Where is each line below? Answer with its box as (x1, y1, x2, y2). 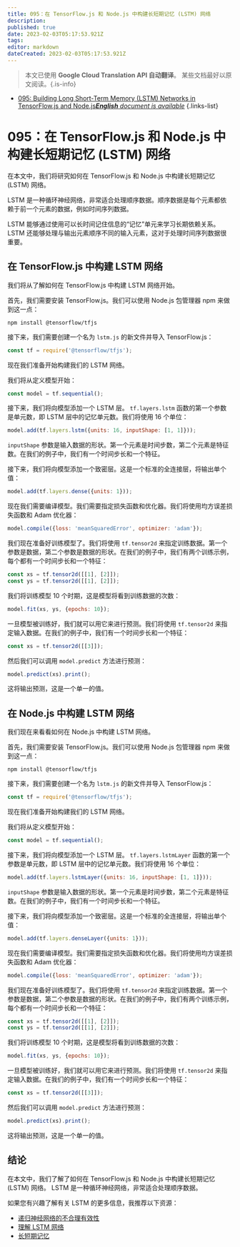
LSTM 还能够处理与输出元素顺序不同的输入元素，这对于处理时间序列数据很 (7, 228, 227, 237)
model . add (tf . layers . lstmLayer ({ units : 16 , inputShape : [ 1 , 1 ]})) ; (7, 874, 213, 881)
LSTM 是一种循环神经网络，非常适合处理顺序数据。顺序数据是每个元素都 (7, 196, 221, 204)
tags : (7, 37, 24, 44)
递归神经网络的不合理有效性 (17, 1213, 100, 1222)
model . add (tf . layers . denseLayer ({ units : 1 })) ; (7, 934, 149, 942)
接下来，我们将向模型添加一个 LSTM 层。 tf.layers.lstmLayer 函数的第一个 (7, 850, 231, 859)
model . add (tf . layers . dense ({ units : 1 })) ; (7, 488, 133, 495)
